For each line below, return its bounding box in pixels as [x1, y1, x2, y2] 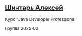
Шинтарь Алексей [5, 4, 63, 12]
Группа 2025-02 [5, 26, 39, 31]
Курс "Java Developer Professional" [5, 16, 78, 22]
